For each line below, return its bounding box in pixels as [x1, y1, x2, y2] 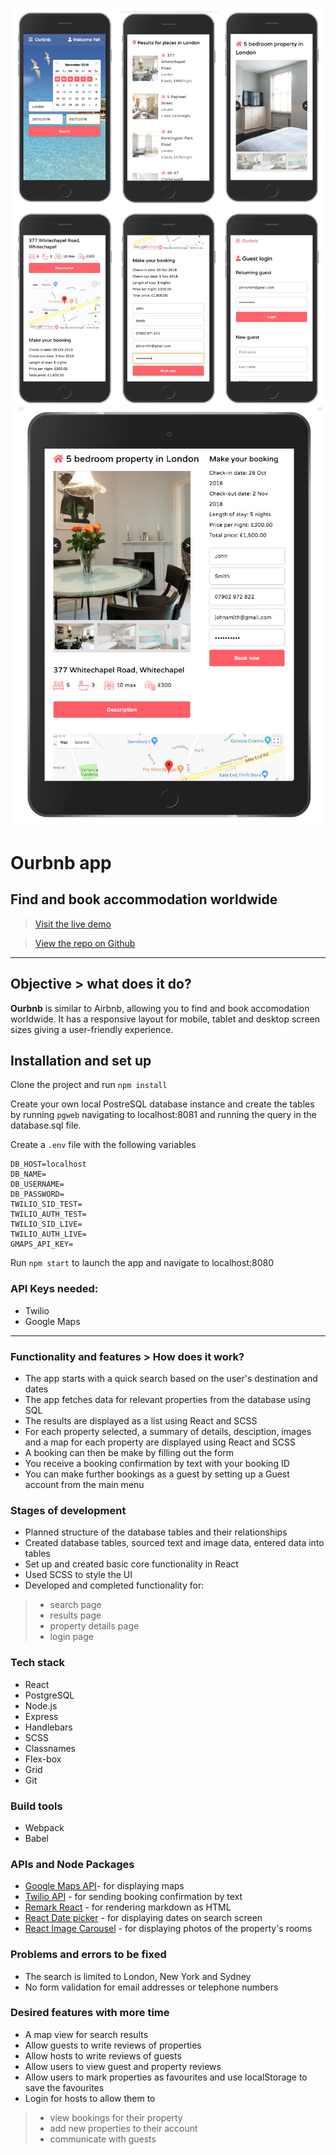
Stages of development [10, 1503, 127, 1517]
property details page [49, 1620, 140, 1632]
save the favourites [24, 2081, 105, 2093]
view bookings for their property [49, 2111, 183, 2123]
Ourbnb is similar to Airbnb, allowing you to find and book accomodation [10, 1002, 310, 1014]
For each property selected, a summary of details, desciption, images [24, 1426, 312, 1438]
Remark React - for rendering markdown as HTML [24, 1901, 232, 1913]
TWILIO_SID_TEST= [10, 1199, 83, 1210]
